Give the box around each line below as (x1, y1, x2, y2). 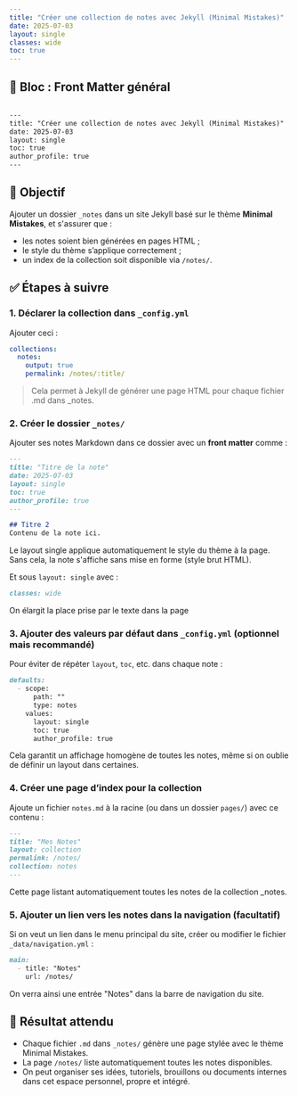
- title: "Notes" (17, 964, 82, 973)
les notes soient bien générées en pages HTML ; (21, 235, 200, 246)
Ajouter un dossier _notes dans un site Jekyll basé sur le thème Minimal (9, 209, 273, 219)
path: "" (32, 693, 66, 702)
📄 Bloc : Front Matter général (9, 79, 171, 95)
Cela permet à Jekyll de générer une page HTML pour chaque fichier (30, 385, 285, 397)
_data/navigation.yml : (9, 938, 94, 950)
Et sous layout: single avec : (9, 572, 118, 582)
